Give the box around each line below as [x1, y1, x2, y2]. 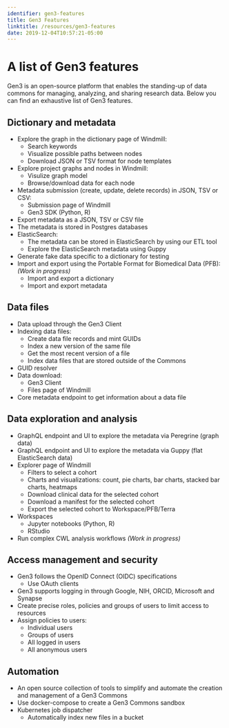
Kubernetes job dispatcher [17, 706, 93, 714]
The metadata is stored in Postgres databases [17, 223, 148, 231]
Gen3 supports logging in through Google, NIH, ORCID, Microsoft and [17, 587, 215, 596]
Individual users [27, 624, 73, 632]
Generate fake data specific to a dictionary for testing [17, 253, 170, 260]
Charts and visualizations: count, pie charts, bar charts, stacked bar [27, 475, 220, 484]
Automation [7, 665, 59, 677]
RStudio [27, 527, 50, 535]
